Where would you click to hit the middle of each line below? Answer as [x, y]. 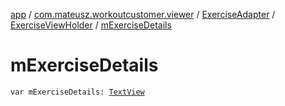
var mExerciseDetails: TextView [77, 92]
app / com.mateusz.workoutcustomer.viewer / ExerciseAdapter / [143, 14]
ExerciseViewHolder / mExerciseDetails [91, 25]
